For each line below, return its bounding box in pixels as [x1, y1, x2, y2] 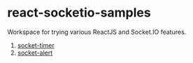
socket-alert [17, 48, 53, 57]
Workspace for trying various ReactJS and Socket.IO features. [7, 28, 187, 36]
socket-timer [17, 41, 55, 49]
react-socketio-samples [7, 5, 152, 21]
